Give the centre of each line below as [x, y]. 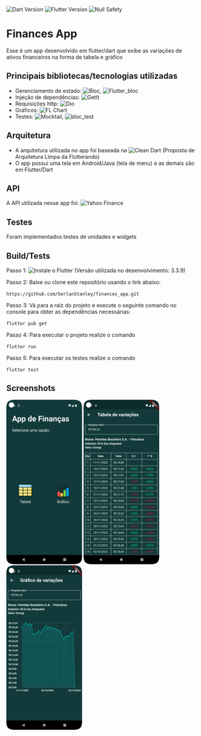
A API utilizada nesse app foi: [43, 203]
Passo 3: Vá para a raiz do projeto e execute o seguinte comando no [91, 305]
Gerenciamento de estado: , [58, 90]
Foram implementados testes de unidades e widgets [71, 237]
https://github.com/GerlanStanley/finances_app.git [73, 294]
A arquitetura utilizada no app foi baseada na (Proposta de [105, 150]
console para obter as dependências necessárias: [69, 312]
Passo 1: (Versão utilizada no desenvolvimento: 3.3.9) [96, 270]
